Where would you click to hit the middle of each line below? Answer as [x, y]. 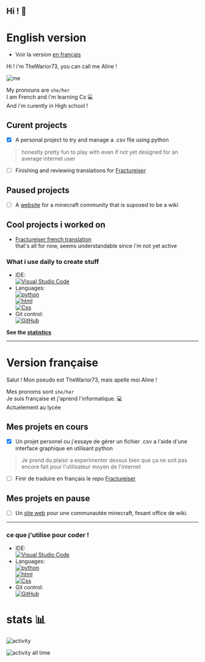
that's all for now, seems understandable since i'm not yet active [96, 246]
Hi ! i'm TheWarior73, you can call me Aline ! [62, 66]
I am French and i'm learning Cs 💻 [50, 97]
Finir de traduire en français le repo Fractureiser [75, 479]
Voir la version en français [48, 55]
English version [46, 38]
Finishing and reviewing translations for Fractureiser [81, 171]
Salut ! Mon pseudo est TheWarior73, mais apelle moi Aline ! [82, 380]
